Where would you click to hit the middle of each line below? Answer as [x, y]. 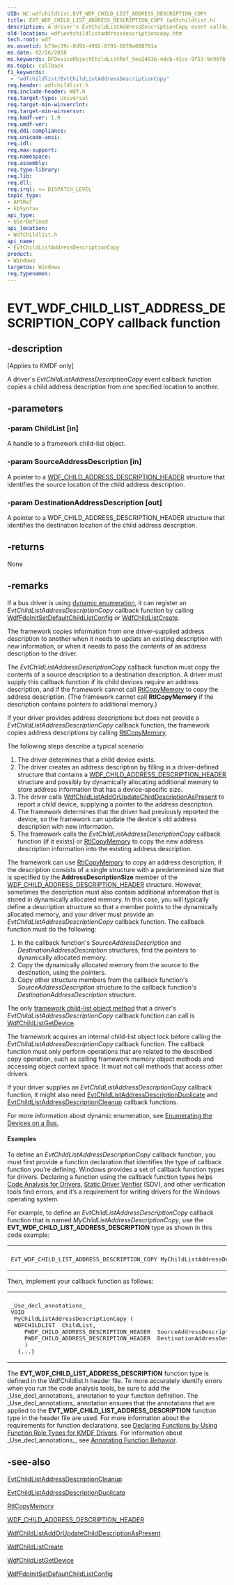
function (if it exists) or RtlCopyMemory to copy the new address [110, 841]
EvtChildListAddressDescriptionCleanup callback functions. [93, 1102]
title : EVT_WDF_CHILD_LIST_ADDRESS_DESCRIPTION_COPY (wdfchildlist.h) [112, 20]
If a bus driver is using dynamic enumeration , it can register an [97, 602]
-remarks [28, 586]
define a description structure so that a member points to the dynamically [112, 906]
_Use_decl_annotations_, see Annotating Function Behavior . [92, 1440]
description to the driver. [42, 653]
